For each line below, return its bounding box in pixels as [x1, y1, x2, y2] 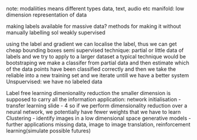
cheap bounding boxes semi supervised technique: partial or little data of [6, 47, 184, 54]
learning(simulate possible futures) [6, 127, 91, 134]
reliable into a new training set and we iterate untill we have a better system [6, 72, 189, 79]
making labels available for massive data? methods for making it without [6, 23, 181, 30]
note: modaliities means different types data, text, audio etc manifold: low [6, 5, 185, 12]
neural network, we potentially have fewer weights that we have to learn [6, 109, 181, 115]
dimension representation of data [6, 11, 87, 18]
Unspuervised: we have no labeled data [6, 78, 103, 85]
